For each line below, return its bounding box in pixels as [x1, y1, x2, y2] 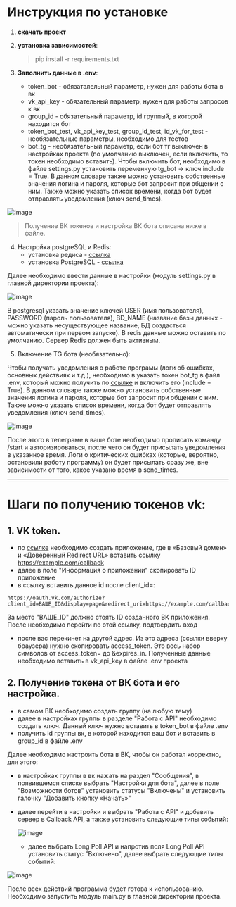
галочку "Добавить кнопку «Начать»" [17, 794, 131, 802]
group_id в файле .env [17, 737, 83, 745]
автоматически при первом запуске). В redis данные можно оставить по [7, 328, 226, 337]
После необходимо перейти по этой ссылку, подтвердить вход [7, 620, 198, 629]
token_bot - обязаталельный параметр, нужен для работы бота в [27, 82, 223, 90]
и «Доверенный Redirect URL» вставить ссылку [17, 551, 161, 559]
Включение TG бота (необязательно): [17, 349, 131, 358]
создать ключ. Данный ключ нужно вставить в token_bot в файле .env [17, 721, 228, 730]
